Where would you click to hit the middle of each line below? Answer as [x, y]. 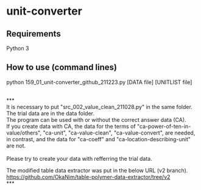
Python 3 [18, 48]
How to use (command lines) [62, 67]
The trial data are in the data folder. [51, 113]
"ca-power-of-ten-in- [164, 126]
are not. [16, 146]
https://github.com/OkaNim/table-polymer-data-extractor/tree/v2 [88, 177]
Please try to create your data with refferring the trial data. [79, 158]
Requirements [33, 34]
